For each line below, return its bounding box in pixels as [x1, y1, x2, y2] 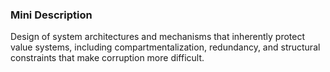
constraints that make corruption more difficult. [10, 52, 205, 64]
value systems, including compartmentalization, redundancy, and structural [10, 41, 321, 53]
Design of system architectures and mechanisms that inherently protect [10, 31, 306, 43]
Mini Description [10, 8, 93, 22]
